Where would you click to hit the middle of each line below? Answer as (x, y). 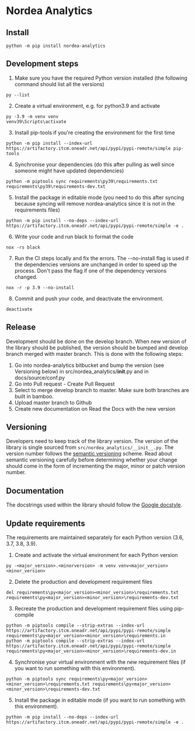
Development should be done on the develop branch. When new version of (96, 341)
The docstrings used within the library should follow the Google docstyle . (94, 505)
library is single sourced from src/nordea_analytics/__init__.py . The (90, 447)
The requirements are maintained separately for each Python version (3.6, (95, 538)
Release (21, 327)
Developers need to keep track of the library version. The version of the (92, 441)
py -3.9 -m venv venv (32, 116)
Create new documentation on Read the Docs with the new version (95, 409)
